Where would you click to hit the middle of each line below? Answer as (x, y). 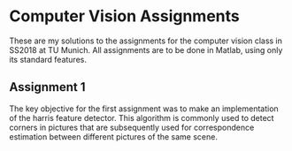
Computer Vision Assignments (125, 16)
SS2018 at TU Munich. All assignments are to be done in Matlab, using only (146, 49)
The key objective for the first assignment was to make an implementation (144, 109)
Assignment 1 (47, 87)
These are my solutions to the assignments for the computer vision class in (146, 41)
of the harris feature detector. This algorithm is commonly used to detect (142, 117)
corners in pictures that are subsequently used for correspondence (132, 127)
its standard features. (48, 59)
